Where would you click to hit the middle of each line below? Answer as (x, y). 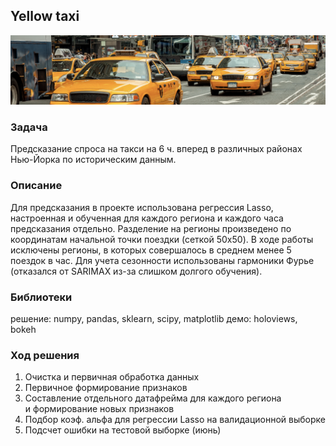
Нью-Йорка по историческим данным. (93, 160)
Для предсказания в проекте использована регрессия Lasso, (142, 207)
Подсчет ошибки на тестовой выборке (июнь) (123, 430)
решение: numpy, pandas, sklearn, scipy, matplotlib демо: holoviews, (154, 318)
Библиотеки (41, 297)
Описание (36, 186)
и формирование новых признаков (99, 409)
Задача (29, 127)
